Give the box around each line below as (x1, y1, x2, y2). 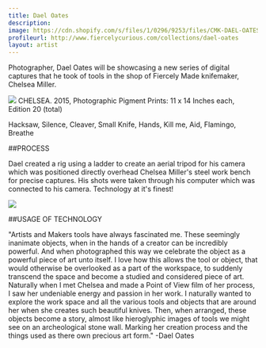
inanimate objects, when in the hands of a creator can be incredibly (8, 239, 228, 248)
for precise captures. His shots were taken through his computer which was (8, 176, 256, 185)
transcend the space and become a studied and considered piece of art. (8, 272, 245, 281)
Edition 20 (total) (8, 105, 63, 114)
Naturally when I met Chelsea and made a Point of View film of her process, (8, 281, 256, 290)
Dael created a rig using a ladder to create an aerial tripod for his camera (8, 159, 245, 169)
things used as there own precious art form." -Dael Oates (8, 331, 195, 341)
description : (8, 19, 51, 27)
